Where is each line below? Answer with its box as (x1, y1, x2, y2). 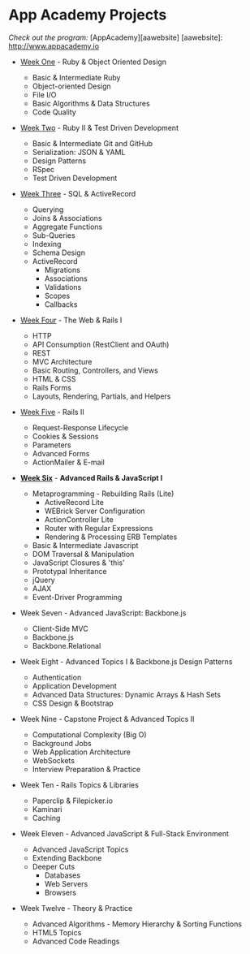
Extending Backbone (32, 853, 102, 862)
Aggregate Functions (32, 222, 103, 231)
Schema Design (32, 248, 85, 257)
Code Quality (32, 107, 77, 117)
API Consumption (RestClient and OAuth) (32, 339, 170, 349)
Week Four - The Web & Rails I (19, 315, 123, 325)
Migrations (44, 265, 81, 274)
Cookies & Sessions (32, 431, 99, 441)
